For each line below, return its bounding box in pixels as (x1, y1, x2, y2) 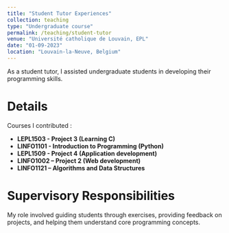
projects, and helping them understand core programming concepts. (7, 218, 201, 226)
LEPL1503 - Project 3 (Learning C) (16, 135, 115, 143)
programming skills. (7, 74, 63, 82)
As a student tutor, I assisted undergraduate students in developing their (7, 67, 211, 76)
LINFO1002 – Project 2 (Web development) (16, 156, 141, 165)
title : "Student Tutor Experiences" (7, 10, 112, 17)
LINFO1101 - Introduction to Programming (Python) (16, 142, 165, 150)
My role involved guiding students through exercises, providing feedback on (7, 210, 222, 219)
